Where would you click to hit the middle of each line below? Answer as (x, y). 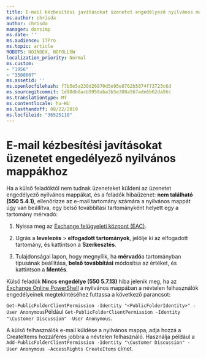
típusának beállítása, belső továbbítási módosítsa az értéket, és (96, 263)
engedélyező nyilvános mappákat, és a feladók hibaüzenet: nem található (100, 195)
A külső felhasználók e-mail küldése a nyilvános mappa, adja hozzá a (94, 330)
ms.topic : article (30, 47)
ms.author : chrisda (31, 18)
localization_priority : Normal (46, 58)
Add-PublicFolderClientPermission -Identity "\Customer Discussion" (96, 343)
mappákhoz (37, 171)
